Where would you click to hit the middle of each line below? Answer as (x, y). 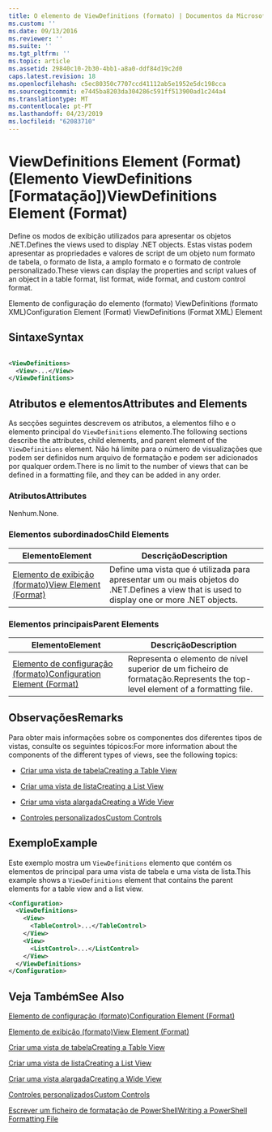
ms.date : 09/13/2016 (43, 31)
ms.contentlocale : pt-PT (50, 106)
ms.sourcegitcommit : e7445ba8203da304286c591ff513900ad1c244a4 (117, 91)
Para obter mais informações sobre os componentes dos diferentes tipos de (135, 737)
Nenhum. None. (34, 514)
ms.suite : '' (30, 46)
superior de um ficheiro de (178, 669)
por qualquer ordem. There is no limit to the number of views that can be (128, 467)
